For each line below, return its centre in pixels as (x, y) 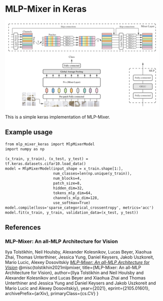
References (23, 227)
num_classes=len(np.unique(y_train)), (92, 173)
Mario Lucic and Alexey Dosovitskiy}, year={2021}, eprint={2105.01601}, (77, 288)
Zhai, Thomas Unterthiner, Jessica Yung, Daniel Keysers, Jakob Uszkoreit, (80, 257)
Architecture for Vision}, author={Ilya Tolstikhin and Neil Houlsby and (74, 273)
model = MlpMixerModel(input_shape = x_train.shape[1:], (64, 169)
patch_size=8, (67, 183)
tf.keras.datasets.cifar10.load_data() (46, 164)
